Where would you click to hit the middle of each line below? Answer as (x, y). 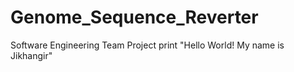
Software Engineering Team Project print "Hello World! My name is (147, 45)
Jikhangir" (31, 55)
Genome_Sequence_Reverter (134, 17)
